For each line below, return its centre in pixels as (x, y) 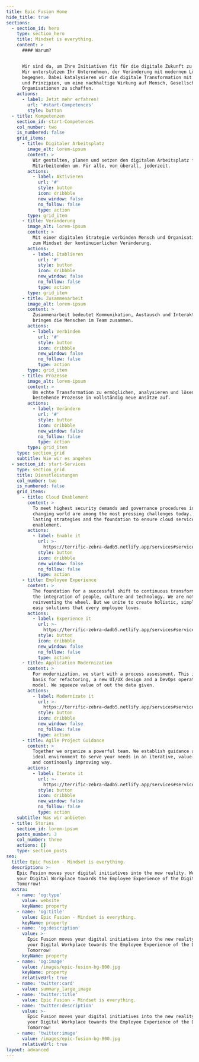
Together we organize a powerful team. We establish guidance (111, 751)
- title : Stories (33, 823)
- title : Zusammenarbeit (52, 298)
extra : (20, 890)
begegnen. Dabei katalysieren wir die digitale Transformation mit (107, 77)
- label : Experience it (62, 619)
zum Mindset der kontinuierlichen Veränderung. (92, 243)
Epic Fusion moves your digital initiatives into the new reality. (102, 873)
